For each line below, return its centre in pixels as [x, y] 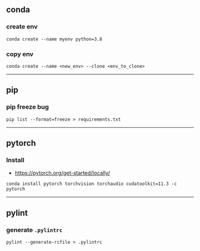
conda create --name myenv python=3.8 [54, 39]
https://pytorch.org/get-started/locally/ [62, 173]
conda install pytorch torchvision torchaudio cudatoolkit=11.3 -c [92, 184]
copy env [20, 54]
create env [22, 27]
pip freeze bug [28, 107]
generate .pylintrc [34, 230]
